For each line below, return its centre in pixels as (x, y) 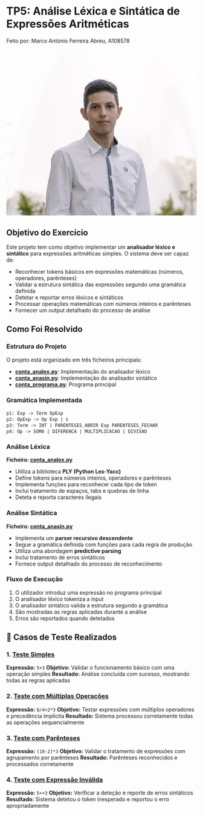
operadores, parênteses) (46, 278)
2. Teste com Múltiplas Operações (57, 696)
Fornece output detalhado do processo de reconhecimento (89, 564)
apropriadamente (28, 806)
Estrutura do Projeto (37, 346)
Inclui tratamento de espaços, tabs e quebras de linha (82, 491)
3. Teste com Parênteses (43, 738)
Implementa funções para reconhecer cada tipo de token (86, 484)
